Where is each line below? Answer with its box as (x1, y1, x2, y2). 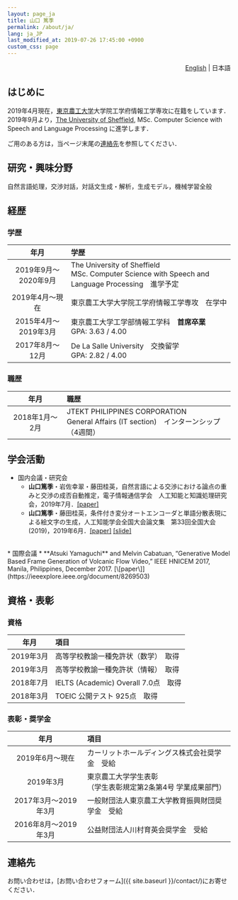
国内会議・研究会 (17, 474, 68, 482)
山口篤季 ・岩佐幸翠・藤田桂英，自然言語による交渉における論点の (28, 482, 221, 491)
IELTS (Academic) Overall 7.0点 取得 (55, 678, 182, 688)
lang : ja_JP (7, 30, 42, 38)
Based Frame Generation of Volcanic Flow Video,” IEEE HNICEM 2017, (7, 557, 210, 566)
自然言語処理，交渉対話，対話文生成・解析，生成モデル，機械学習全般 (7, 182, 212, 190)
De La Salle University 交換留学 (70, 341, 179, 351)
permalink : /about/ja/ (7, 23, 74, 30)
